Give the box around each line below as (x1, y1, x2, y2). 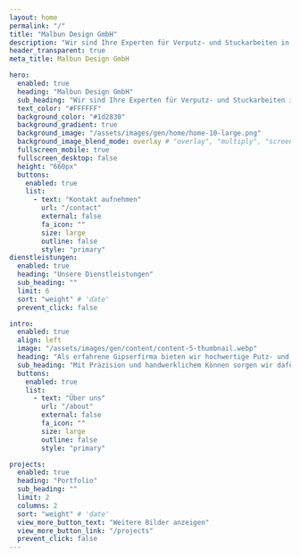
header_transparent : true (9, 46, 105, 55)
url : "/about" (41, 403, 94, 412)
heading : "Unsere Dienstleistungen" (17, 270, 154, 279)
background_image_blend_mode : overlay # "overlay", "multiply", (17, 137, 262, 146)
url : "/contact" (41, 204, 102, 212)
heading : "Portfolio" (17, 477, 98, 486)
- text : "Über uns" (32, 394, 105, 403)
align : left (17, 336, 62, 345)
